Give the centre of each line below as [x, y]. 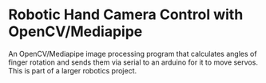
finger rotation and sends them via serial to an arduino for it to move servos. [133, 62]
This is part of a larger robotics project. [73, 70]
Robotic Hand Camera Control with [126, 15]
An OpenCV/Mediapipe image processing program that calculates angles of [133, 53]
